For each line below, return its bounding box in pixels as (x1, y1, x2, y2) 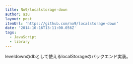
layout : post (5, 16, 32, 21)
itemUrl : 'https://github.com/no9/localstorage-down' (5, 21, 119, 26)
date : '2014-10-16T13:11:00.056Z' (5, 26, 77, 31)
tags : (5, 30, 16, 35)
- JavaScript (9, 35, 37, 40)
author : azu (5, 12, 30, 17)
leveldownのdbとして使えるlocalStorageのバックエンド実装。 (5, 53, 131, 59)
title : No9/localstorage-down (5, 7, 68, 12)
